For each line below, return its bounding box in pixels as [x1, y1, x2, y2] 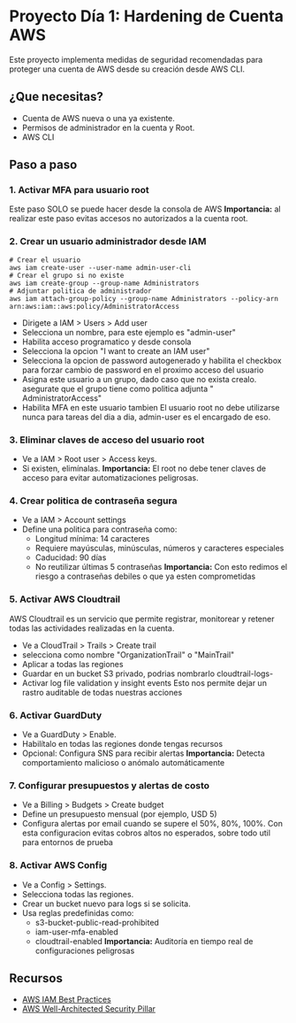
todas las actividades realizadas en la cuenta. [9, 622, 175, 634]
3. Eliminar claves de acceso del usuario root [9, 434, 205, 446]
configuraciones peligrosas [34, 945, 135, 956]
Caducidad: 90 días [34, 552, 107, 563]
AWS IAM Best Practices [21, 994, 112, 1005]
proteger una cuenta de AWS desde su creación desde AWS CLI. [9, 64, 246, 74]
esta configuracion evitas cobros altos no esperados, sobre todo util [21, 827, 271, 838]
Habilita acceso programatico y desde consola [21, 336, 192, 347]
